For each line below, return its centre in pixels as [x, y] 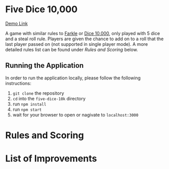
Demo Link [17, 23]
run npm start [27, 109]
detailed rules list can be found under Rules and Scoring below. [72, 49]
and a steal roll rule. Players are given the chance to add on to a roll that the [84, 39]
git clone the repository [38, 93]
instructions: [18, 83]
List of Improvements [51, 159]
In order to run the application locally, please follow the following [73, 78]
